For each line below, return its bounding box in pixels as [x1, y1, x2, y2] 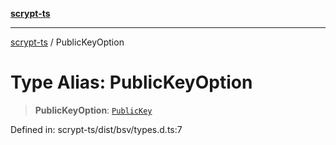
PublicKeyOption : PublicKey [34, 104, 153, 116]
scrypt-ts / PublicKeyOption [10, 36, 125, 48]
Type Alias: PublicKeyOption [10, 71, 253, 94]
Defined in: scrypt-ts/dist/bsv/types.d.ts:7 [10, 123, 183, 135]
